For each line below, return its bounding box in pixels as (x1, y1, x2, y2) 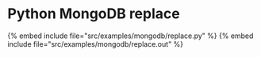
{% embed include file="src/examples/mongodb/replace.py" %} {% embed (7, 31, 254, 40)
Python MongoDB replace (7, 5, 180, 23)
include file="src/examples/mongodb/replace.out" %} (7, 39, 184, 48)
